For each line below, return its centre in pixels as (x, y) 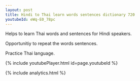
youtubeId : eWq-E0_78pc (30, 19)
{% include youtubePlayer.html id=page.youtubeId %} (62, 63)
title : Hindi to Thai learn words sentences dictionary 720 (70, 15)
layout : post (19, 10)
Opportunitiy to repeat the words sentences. (51, 44)
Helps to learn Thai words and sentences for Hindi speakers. (68, 34)
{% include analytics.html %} (36, 73)
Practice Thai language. (30, 53)
